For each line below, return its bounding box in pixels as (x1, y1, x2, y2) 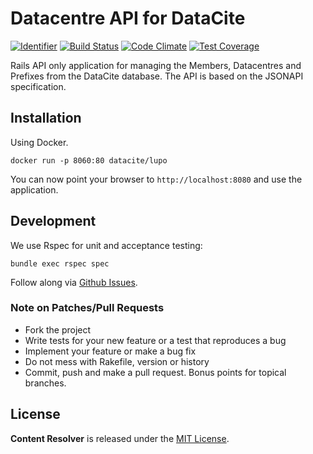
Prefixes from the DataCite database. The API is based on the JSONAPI (10, 70, 304, 82)
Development (10, 213, 97, 230)
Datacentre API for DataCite (10, 7, 246, 30)
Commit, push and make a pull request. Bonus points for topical (24, 366, 287, 378)
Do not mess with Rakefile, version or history (24, 355, 210, 367)
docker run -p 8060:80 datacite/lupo (10, 155, 168, 166)
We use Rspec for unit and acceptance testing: (10, 239, 203, 251)
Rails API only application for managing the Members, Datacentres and (10, 59, 302, 71)
